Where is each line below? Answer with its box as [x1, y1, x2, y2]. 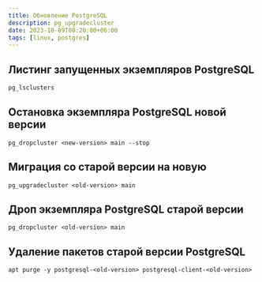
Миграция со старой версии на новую [8, 160, 207, 174]
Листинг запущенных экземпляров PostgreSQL [8, 62, 255, 76]
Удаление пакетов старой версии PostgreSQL [8, 245, 246, 258]
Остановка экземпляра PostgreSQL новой [8, 106, 226, 119]
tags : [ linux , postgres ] [8, 33, 90, 42]
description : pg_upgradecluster [8, 19, 114, 27]
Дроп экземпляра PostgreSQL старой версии [8, 202, 244, 216]
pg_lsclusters [8, 84, 55, 92]
